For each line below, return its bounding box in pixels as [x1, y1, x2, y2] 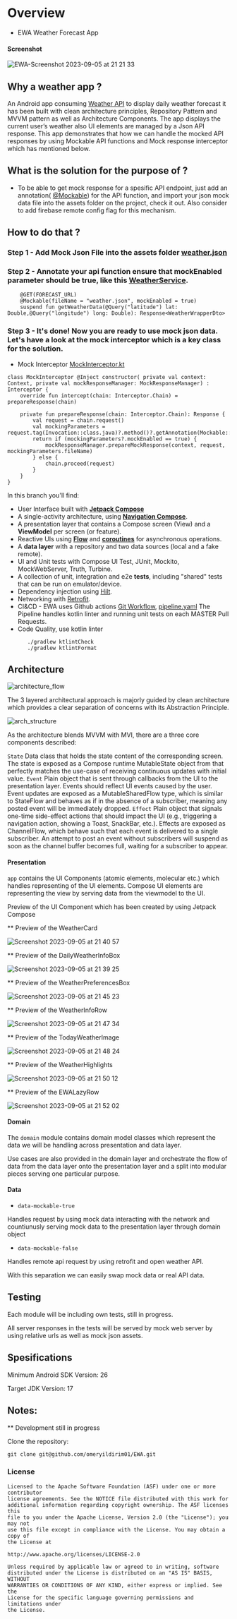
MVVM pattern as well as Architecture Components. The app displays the [7, 114, 221, 123]
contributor [7, 1489, 42, 1496]
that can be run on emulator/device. [17, 579, 122, 588]
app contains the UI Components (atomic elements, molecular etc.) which [7, 874, 220, 882]
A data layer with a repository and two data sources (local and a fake [17, 542, 219, 550]
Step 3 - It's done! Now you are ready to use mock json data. [7, 326, 219, 336]
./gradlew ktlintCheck [27, 638, 94, 645]
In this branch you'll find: [7, 490, 80, 499]
